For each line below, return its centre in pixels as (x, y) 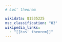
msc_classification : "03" (31, 23)
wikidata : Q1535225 (25, 18)
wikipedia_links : (23, 27)
